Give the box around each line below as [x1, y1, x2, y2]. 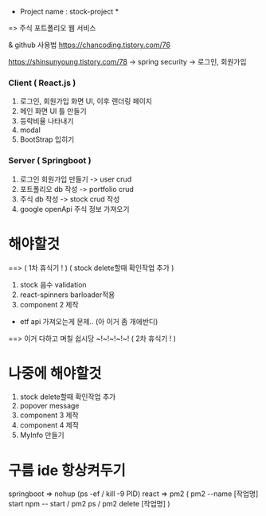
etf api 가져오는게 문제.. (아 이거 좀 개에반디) [19, 316, 158, 326]
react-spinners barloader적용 [19, 290, 115, 299]
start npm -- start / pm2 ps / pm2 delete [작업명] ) [8, 499, 170, 509]
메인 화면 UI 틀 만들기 [19, 107, 87, 116]
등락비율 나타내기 [19, 116, 74, 126]
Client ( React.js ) [8, 77, 76, 88]
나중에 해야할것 [8, 364, 102, 382]
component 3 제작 [19, 410, 79, 420]
